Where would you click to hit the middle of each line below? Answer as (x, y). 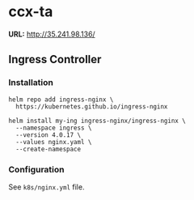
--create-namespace (48, 149)
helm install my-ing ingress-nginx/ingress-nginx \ (97, 121)
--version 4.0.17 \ (48, 135)
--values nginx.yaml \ (54, 142)
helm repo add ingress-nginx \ (61, 100)
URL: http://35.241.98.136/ (52, 34)
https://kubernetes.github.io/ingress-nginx (92, 106)
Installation (31, 83)
